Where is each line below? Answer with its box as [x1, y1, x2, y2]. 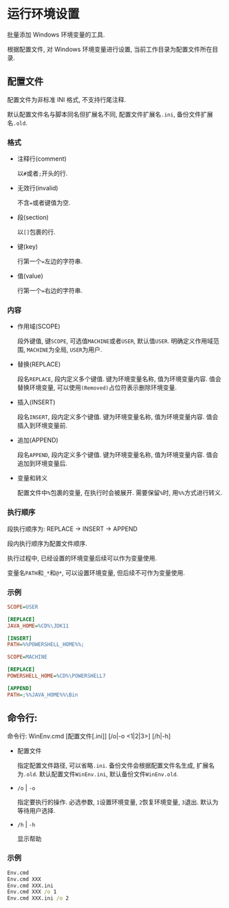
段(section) [17, 213, 50, 221]
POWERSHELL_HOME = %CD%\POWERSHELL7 [7, 673, 107, 680]
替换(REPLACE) [17, 360, 61, 369]
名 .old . [7, 119, 28, 127]
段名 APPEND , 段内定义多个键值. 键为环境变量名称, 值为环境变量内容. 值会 [17, 451, 219, 459]
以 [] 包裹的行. [17, 228, 56, 236]
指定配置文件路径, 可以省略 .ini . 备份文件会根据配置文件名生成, [17, 761, 195, 769]
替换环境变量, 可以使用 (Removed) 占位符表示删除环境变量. [17, 383, 177, 392]
